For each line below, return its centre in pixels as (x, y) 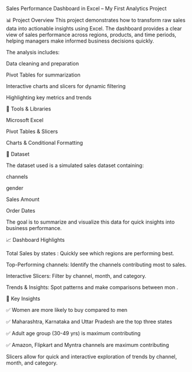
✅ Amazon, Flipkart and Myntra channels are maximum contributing (88, 345)
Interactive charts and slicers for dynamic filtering (66, 86)
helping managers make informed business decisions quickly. (80, 41)
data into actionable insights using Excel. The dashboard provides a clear (94, 28)
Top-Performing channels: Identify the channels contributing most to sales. (96, 265)
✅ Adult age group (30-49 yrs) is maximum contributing (74, 333)
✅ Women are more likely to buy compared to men (67, 310)
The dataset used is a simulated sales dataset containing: (75, 165)
